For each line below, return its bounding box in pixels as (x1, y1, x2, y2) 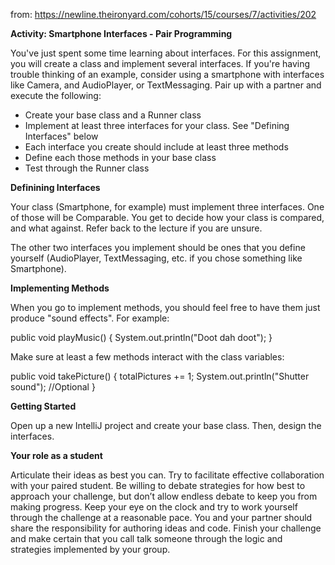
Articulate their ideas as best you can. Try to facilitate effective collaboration (10, 469, 325, 481)
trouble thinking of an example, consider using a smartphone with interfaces (10, 69, 325, 80)
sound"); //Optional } (10, 381, 96, 393)
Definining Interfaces (10, 182, 101, 193)
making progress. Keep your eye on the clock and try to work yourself (10, 501, 298, 513)
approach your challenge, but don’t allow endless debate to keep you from (10, 490, 318, 502)
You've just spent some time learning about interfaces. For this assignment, (10, 47, 322, 59)
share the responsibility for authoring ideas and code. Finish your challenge (10, 522, 322, 534)
